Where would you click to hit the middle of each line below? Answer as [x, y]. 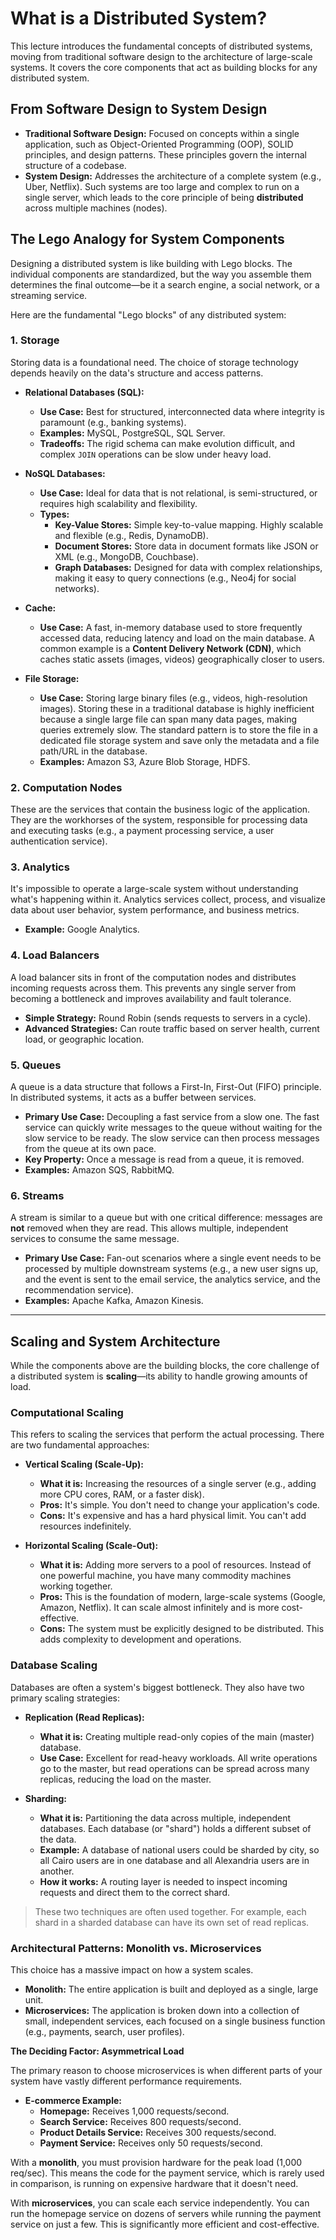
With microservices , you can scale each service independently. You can [160, 2203]
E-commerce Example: [73, 2101]
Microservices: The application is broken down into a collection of [162, 2011]
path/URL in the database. [93, 751]
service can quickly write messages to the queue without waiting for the [173, 1128]
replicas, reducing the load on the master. [125, 1779]
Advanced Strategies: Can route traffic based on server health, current [172, 1028]
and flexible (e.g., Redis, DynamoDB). [131, 535]
